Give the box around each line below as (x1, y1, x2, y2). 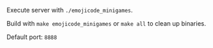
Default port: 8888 (6, 33, 57, 41)
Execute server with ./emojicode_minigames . (6, 6, 133, 14)
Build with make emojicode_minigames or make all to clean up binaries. (6, 19, 207, 27)
